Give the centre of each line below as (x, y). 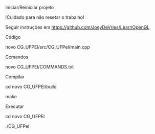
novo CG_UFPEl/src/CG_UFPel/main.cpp (48, 47)
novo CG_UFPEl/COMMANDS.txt (40, 67)
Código (13, 37)
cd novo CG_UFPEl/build (31, 87)
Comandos (17, 57)
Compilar (15, 77)
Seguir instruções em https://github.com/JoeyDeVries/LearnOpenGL (77, 27)
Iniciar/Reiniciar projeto (30, 7)
